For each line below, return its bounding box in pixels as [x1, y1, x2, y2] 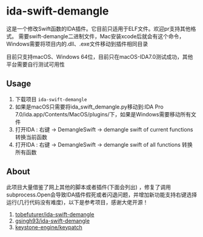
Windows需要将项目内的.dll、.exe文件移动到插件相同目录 [6, 40, 148, 47]
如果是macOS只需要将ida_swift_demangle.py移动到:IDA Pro [15, 103, 164, 110]
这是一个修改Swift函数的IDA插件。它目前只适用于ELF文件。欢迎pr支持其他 [6, 25, 191, 32]
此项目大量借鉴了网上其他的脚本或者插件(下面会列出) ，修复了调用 [6, 183, 171, 190]
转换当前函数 [15, 133, 47, 141]
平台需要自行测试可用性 [6, 61, 65, 68]
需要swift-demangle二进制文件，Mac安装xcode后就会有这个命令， [18, 32, 185, 40]
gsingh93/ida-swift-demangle [15, 217, 90, 224]
